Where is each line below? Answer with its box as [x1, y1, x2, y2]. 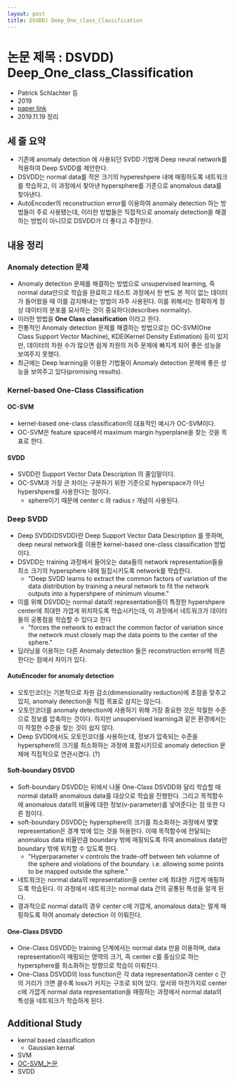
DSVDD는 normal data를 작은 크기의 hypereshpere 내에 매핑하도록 [17, 173, 203, 181]
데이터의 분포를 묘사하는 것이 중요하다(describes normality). [25, 305, 192, 314]
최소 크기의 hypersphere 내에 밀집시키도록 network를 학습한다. [17, 566, 192, 575]
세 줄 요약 [7, 135, 46, 147]
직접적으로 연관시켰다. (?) [30, 750, 100, 758]
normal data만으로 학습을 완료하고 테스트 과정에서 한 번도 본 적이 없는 [17, 288, 209, 296]
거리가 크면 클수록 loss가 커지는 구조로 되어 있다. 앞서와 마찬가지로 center [25, 979, 227, 987]
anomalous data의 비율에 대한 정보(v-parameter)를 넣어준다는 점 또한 [25, 800, 219, 809]
